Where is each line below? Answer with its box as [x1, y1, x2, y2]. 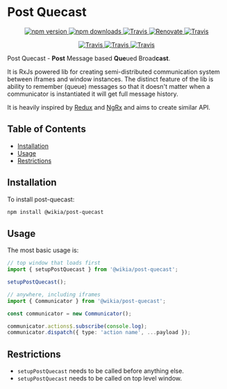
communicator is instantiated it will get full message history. [7, 90, 178, 98]
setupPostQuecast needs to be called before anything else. [17, 367, 184, 375]
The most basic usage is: [7, 246, 79, 254]
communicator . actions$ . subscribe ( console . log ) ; [7, 322, 148, 330]
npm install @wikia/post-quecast [7, 208, 104, 215]
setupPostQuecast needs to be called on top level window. [17, 374, 183, 383]
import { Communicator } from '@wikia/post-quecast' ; [7, 297, 167, 304]
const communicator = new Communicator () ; [7, 310, 132, 317]
